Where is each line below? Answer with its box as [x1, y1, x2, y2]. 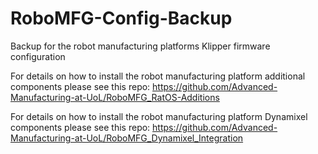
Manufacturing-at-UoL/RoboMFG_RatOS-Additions [10, 91, 220, 103]
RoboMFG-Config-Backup [10, 7, 233, 30]
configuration [10, 50, 66, 62]
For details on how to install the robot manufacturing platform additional [10, 70, 306, 82]
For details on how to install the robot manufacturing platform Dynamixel [10, 110, 308, 122]
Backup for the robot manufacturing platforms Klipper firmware [10, 40, 271, 52]
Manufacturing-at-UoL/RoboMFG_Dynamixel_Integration [10, 132, 244, 144]
